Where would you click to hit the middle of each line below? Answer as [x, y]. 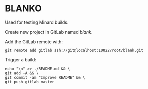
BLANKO [24, 9]
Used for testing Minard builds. [37, 22]
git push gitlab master [30, 82]
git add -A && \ [22, 73]
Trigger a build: [21, 59]
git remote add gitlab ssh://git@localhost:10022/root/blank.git [74, 50]
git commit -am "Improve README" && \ [45, 77]
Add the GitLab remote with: [34, 41]
